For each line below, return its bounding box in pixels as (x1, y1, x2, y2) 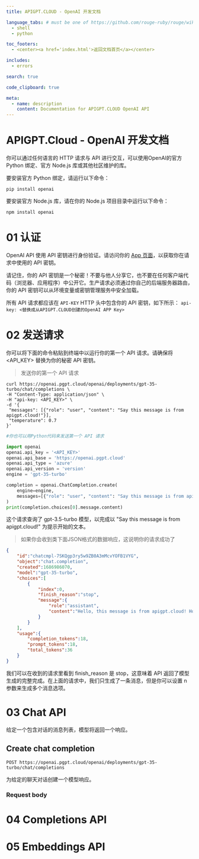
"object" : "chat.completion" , (17, 559, 89, 565)
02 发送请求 (6, 329, 64, 342)
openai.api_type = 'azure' (6, 460, 73, 466)
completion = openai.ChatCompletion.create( (6, 482, 118, 488)
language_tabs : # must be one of (6, 19, 89, 26)
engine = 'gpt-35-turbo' (6, 472, 68, 478)
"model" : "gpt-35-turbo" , (17, 570, 78, 576)
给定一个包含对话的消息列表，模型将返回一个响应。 (6, 726, 131, 733)
